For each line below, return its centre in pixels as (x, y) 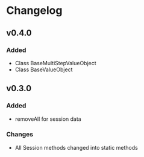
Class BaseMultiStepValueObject (55, 63)
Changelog (34, 11)
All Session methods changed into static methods (77, 147)
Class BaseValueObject (44, 69)
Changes (20, 135)
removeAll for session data (48, 119)
